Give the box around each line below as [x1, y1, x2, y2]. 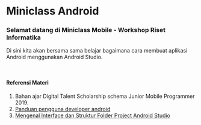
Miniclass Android [6, 4, 99, 18]
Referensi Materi [6, 79, 49, 86]
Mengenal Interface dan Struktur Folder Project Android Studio [14, 112, 170, 119]
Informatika [6, 33, 41, 42]
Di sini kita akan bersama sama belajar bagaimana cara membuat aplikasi [6, 47, 188, 54]
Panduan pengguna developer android [14, 105, 111, 112]
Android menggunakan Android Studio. [6, 53, 103, 61]
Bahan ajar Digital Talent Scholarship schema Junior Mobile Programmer [14, 92, 195, 100]
